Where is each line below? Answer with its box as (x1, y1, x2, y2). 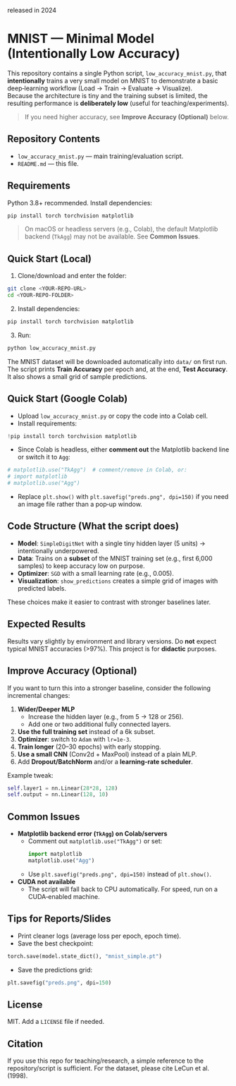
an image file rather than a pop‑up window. (17, 500, 142, 509)
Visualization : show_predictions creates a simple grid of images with (17, 577, 218, 585)
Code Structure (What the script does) (7, 520, 180, 532)
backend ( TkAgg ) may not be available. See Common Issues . (24, 232, 201, 241)
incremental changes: (7, 691, 70, 699)
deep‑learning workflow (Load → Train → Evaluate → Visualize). (7, 84, 192, 92)
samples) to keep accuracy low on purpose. (17, 561, 146, 570)
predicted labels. (17, 584, 67, 592)
